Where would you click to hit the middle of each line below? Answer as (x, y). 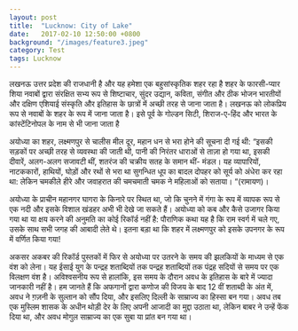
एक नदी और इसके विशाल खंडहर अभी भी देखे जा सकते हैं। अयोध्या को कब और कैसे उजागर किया (145, 209)
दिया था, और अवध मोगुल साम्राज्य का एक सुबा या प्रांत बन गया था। (101, 317)
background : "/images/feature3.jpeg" (79, 42)
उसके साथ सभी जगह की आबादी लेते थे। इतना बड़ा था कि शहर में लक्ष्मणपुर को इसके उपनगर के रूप (147, 229)
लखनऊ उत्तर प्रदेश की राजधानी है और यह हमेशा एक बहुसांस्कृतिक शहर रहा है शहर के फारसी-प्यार (145, 84)
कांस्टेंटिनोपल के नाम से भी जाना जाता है (64, 124)
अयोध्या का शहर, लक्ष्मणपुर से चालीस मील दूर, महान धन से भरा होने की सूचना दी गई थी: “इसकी (141, 142)
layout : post (33, 17)
